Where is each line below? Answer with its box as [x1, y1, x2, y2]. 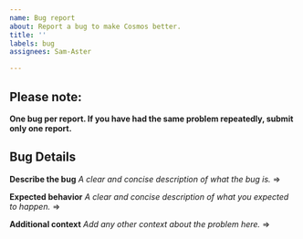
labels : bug [9, 38, 55, 48]
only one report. [9, 122, 72, 133]
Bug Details [9, 150, 77, 165]
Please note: [9, 88, 82, 105]
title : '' [9, 30, 47, 39]
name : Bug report [9, 13, 76, 23]
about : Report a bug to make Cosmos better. [9, 22, 182, 31]
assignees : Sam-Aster [9, 47, 92, 57]
